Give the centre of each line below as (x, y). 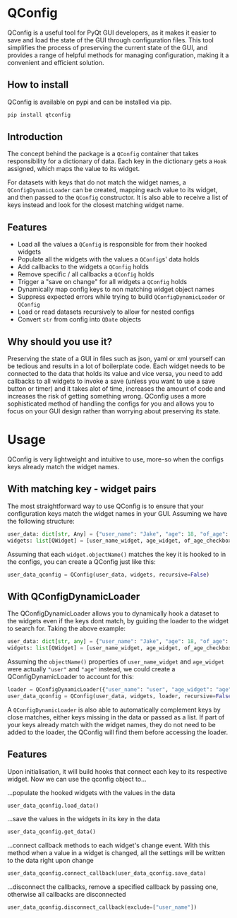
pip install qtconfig (39, 114)
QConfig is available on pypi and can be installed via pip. (90, 102)
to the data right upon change (50, 861)
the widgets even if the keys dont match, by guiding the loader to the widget (118, 621)
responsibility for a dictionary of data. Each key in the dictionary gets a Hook (117, 161)
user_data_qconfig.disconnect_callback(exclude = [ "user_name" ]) (102, 907)
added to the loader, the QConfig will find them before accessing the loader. (118, 732)
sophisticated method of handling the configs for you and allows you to (111, 404)
